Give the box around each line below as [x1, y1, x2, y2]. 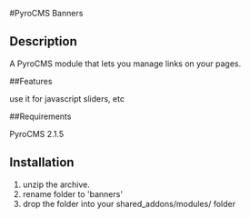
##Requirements [9, 111, 72, 122]
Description [9, 34, 77, 49]
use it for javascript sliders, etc [9, 93, 125, 104]
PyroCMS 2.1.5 [9, 128, 65, 139]
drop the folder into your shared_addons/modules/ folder [22, 198, 236, 209]
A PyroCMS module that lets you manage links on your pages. [9, 58, 242, 69]
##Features [9, 75, 53, 86]
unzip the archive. [22, 179, 91, 190]
